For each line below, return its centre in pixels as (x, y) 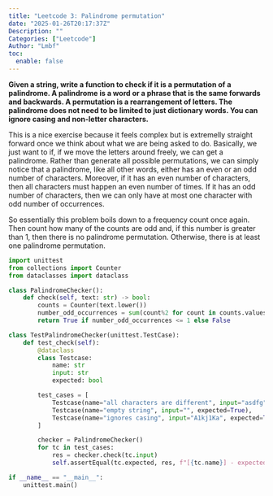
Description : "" (36, 31)
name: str (68, 365)
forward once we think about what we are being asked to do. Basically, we (133, 143)
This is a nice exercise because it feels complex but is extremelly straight (131, 134)
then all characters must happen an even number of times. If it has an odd (132, 186)
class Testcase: (65, 358)
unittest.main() (51, 485)
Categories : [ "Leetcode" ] (52, 39)
